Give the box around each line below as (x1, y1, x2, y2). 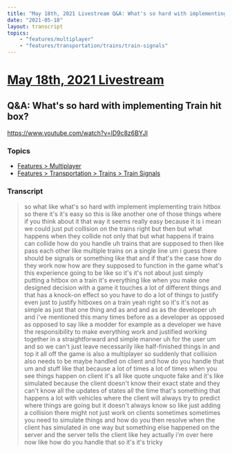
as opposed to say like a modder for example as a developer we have (23, 320, 222, 328)
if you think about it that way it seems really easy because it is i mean (23, 217, 222, 225)
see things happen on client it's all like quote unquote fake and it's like (23, 371, 224, 380)
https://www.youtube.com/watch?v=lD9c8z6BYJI (7, 129, 148, 137)
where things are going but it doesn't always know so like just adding (23, 401, 221, 409)
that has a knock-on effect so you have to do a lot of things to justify (23, 290, 219, 299)
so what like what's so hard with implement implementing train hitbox (23, 202, 221, 211)
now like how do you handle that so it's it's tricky (23, 438, 164, 446)
